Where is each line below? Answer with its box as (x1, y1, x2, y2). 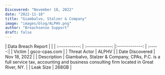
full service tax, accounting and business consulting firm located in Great (5, 59, 154, 65)
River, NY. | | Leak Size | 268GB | (5, 64, 72, 70)
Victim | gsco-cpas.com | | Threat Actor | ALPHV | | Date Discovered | (13, 49, 155, 54)
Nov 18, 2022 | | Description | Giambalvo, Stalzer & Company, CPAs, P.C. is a (5, 54, 161, 59)
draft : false (5, 30, 32, 35)
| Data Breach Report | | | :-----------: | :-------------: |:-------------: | (5, 44, 147, 49)
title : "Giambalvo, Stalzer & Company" (5, 16, 87, 21)
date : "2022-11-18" (5, 12, 45, 17)
